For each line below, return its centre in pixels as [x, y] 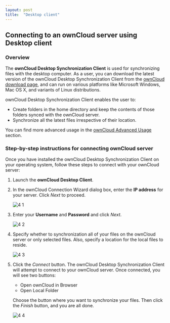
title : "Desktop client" [32, 15]
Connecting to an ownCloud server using [71, 35]
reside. [20, 245]
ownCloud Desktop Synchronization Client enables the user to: [71, 100]
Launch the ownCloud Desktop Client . [53, 180]
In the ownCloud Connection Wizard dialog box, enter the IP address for [88, 190]
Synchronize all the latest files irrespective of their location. [74, 120]
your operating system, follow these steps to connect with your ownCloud [82, 165]
